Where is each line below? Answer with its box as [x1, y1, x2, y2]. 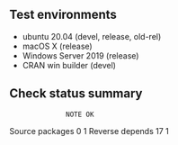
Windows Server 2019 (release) [22, 50, 139, 61]
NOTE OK [66, 110, 94, 119]
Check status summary [9, 86, 143, 102]
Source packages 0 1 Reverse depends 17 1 [9, 125, 169, 136]
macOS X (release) [22, 41, 93, 51]
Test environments [9, 7, 117, 23]
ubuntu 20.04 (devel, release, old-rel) [22, 31, 162, 41]
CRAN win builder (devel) [22, 59, 117, 70]
